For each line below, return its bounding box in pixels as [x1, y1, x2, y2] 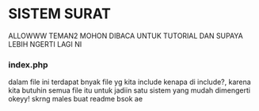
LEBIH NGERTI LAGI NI [8, 39, 82, 48]
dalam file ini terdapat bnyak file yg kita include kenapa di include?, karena [8, 77, 251, 87]
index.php [8, 59, 49, 70]
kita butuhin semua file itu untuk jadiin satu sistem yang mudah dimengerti [8, 86, 251, 95]
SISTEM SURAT [8, 5, 112, 23]
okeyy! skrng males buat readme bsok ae [8, 94, 143, 104]
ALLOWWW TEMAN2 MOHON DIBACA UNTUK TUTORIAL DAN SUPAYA [8, 31, 243, 40]
